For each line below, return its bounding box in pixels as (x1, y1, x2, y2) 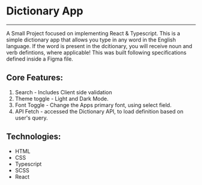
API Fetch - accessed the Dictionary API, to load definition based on (14, 108, 183, 115)
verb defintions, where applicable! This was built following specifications (6, 49, 187, 56)
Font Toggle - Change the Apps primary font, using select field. (14, 101, 172, 109)
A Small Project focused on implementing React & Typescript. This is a (6, 29, 180, 37)
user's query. (14, 114, 48, 121)
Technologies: (6, 132, 61, 142)
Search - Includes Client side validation (14, 88, 112, 96)
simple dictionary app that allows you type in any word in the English (6, 36, 176, 43)
